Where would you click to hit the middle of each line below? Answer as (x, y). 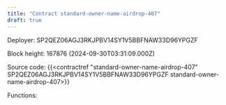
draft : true (24, 20)
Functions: (22, 95)
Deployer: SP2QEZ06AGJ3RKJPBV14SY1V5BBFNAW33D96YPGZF (103, 40)
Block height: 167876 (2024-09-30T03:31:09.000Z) (81, 54)
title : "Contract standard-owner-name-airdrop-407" (84, 14)
